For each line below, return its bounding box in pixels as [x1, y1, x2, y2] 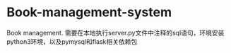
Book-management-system [6, 4, 172, 20]
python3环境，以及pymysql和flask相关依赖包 [6, 37, 138, 46]
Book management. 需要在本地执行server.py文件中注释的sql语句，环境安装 [6, 28, 225, 37]
